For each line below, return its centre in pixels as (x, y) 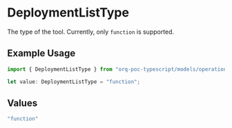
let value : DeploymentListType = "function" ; (74, 82)
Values (22, 103)
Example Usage (41, 53)
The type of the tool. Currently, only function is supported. (91, 32)
